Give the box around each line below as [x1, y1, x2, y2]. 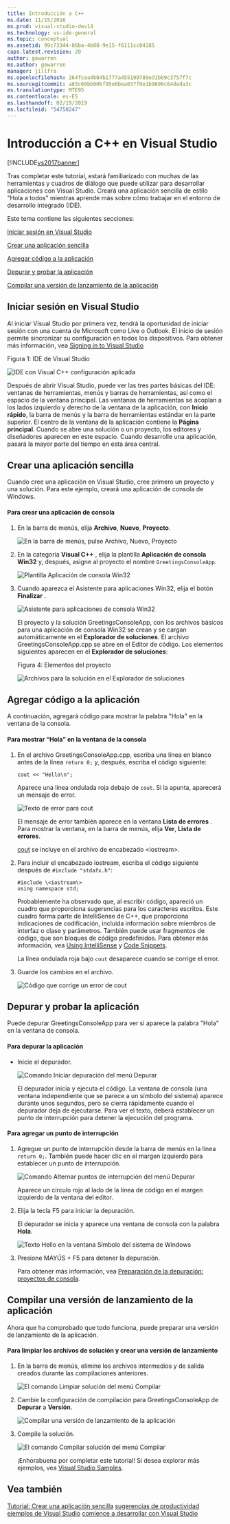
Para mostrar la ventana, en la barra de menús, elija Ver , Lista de [16, 824, 201, 833]
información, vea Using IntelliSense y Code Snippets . [16, 941, 168, 949]
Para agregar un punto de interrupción [7, 1129, 119, 1137]
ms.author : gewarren [7, 61, 67, 68]
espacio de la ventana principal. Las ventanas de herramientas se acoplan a [7, 396, 222, 404]
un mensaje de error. [16, 791, 76, 799]
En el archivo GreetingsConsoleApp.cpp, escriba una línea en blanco [16, 751, 211, 759]
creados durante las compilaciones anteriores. [16, 1369, 149, 1377]
